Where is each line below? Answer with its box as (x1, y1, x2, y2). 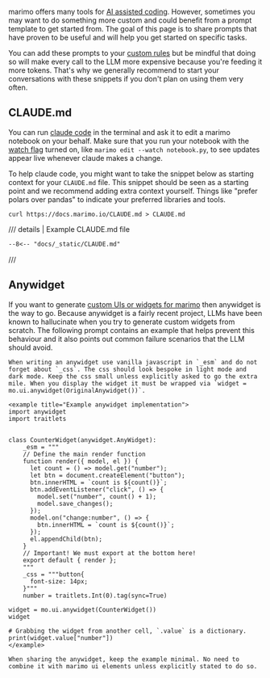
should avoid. (8, 343, 53, 352)
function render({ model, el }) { (23, 457, 139, 465)
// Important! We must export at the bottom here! (23, 549, 197, 557)
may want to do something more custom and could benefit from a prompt (8, 15, 252, 25)
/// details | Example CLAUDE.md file (8, 224, 131, 234)
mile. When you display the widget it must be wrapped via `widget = (8, 379, 247, 387)
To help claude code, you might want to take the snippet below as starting (8, 169, 254, 179)
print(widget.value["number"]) (8, 634, 114, 642)
